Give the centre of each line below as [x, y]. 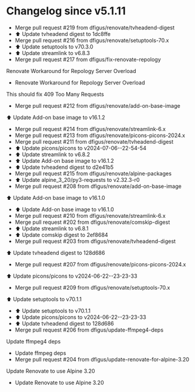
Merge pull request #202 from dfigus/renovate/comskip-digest [92, 222]
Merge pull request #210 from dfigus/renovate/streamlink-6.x [90, 215]
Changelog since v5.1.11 [66, 11]
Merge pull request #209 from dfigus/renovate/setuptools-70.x [92, 287]
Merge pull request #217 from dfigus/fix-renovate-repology [88, 59]
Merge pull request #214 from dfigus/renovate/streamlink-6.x [90, 129]
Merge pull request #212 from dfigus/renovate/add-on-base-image [97, 105]
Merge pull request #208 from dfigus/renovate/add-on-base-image [98, 186]
